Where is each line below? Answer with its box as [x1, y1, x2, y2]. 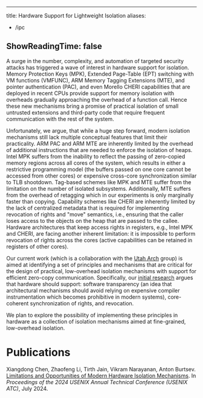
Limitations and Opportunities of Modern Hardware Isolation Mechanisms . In [6, 372, 196, 379]
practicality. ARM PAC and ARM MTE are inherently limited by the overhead [6, 140, 193, 147]
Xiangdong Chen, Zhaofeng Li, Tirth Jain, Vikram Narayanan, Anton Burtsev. [6, 365, 196, 373]
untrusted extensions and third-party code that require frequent [6, 108, 165, 116]
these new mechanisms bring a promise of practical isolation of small [6, 102, 179, 110]
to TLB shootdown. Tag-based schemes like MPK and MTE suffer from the [6, 178, 192, 185]
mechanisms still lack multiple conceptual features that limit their [6, 133, 167, 141]
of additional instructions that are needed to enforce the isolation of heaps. [6, 146, 193, 153]
